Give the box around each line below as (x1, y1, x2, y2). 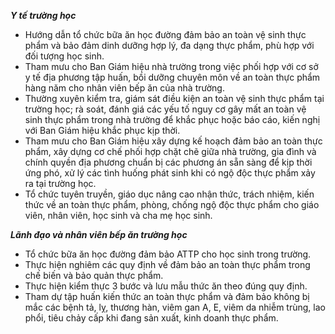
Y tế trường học (10, 10, 77, 21)
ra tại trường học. (24, 178, 97, 189)
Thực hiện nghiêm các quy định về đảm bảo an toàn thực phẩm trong (24, 259, 311, 270)
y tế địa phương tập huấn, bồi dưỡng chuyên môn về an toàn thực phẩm (24, 71, 321, 83)
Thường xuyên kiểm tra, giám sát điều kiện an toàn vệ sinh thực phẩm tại (24, 93, 325, 104)
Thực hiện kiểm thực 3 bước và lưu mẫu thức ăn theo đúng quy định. (24, 280, 308, 292)
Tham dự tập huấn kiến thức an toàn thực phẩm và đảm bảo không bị (24, 291, 310, 302)
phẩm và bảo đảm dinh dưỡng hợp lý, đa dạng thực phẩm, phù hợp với (24, 40, 315, 51)
